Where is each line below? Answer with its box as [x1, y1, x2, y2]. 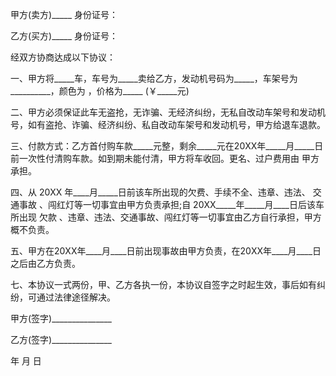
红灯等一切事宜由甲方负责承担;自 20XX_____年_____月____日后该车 [56, 199, 325, 210]
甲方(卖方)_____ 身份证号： [10, 9, 119, 20]
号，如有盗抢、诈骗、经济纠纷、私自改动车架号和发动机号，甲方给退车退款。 [10, 119, 326, 130]
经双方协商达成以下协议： [10, 51, 116, 63]
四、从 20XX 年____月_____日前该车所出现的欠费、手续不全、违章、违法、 [10, 186, 311, 198]
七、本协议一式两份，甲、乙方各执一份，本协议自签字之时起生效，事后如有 [10, 279, 317, 290]
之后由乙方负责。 [10, 258, 81, 269]
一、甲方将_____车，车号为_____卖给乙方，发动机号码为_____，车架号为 [10, 73, 298, 84]
